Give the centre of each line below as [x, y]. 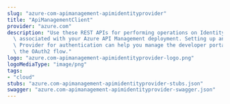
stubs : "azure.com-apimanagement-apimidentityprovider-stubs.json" [105, 83]
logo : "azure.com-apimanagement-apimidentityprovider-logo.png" [101, 58]
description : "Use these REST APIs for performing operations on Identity [116, 32]
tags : [15, 70]
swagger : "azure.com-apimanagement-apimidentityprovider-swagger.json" [111, 90]
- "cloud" [21, 77]
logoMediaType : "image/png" [47, 64]
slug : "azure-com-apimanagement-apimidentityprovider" [87, 13]
